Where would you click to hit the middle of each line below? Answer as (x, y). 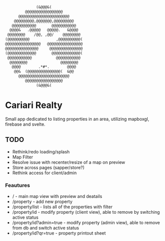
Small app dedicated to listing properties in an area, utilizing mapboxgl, (77, 119)
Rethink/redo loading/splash (41, 151)
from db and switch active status (45, 228)
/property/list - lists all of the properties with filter (62, 207)
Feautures (18, 186)
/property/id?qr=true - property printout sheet (59, 233)
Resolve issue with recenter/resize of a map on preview (69, 162)
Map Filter (22, 157)
